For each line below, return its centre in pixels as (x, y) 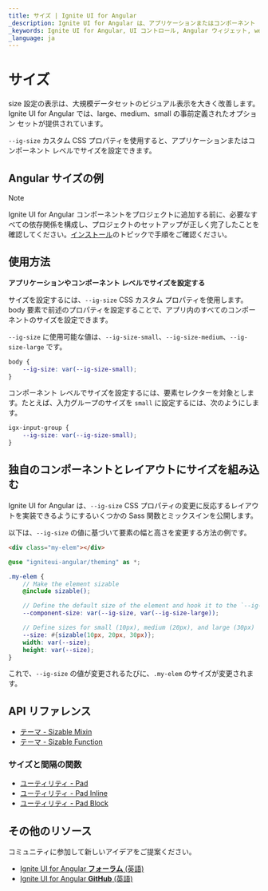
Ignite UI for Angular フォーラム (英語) (82, 869)
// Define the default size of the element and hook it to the (130, 606)
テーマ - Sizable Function (61, 742)
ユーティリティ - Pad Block (64, 803)
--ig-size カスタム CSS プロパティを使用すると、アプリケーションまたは (128, 141)
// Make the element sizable (71, 584)
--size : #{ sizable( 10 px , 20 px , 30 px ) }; (89, 635)
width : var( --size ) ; (57, 642)
